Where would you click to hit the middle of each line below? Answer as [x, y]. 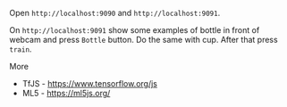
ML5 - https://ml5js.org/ [66, 93]
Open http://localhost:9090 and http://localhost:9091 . [115, 13]
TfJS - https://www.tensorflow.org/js [90, 83]
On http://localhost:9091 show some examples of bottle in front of [135, 30]
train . [21, 49]
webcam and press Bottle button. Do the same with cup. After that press [144, 40]
